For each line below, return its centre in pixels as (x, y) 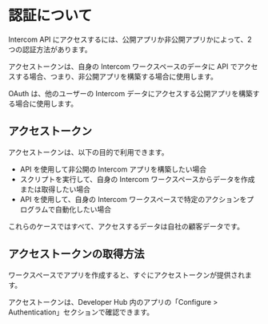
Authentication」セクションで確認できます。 (81, 312)
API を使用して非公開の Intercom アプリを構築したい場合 (113, 169)
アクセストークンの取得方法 (76, 254)
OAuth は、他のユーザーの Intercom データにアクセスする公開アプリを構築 (131, 93)
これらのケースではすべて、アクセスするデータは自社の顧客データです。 (126, 226)
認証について (50, 16)
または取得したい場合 (55, 189)
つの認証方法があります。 (50, 49)
